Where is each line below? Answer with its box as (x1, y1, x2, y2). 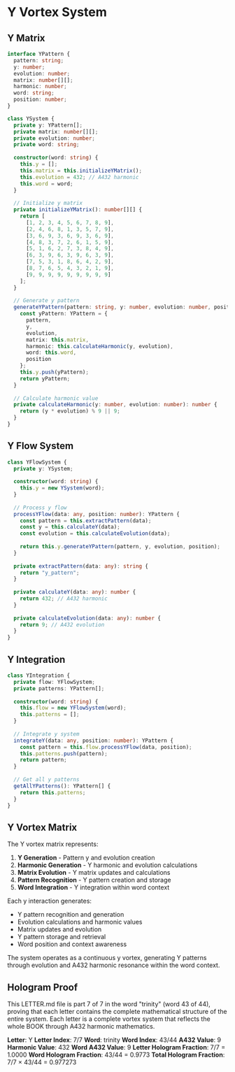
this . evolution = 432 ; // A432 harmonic (20, 173, 139, 180)
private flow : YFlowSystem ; (13, 678, 96, 685)
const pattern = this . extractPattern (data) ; (20, 517, 152, 524)
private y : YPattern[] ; (13, 122, 83, 129)
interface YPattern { (7, 50, 71, 57)
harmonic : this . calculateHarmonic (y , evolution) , (25, 343, 173, 350)
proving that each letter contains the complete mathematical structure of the (7, 1008, 227, 1015)
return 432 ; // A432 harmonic (20, 595, 108, 602)
